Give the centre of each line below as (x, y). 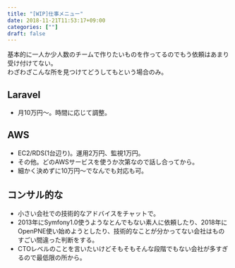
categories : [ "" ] (33, 27)
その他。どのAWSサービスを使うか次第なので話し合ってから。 (108, 162)
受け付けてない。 (32, 63)
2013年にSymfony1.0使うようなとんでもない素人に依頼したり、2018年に (122, 222)
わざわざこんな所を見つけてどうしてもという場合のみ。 (88, 72)
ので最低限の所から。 (55, 257)
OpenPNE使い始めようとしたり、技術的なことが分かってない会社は (115, 231)
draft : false (26, 33)
